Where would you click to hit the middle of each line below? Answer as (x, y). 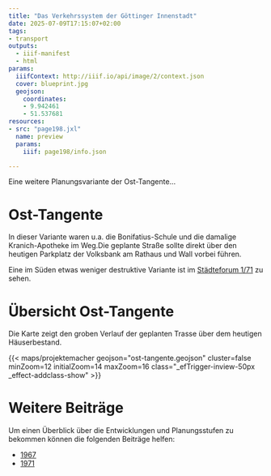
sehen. (20, 279)
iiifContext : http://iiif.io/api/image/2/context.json (110, 76)
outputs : (23, 46)
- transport (28, 39)
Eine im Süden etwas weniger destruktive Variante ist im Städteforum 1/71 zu (136, 270)
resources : (27, 122)
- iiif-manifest (43, 54)
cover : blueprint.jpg (52, 84)
